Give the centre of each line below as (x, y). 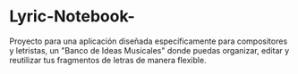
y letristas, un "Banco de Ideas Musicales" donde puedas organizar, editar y (149, 50)
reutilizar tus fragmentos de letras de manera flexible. (108, 60)
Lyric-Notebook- (72, 16)
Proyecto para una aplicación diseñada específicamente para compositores (149, 41)
